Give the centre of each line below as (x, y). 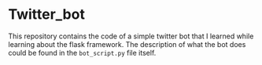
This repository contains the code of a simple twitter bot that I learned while (131, 36)
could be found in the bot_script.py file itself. (82, 52)
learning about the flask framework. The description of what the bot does (127, 44)
